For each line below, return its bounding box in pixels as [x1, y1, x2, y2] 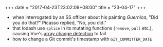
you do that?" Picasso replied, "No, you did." [12, 20, 107, 26]
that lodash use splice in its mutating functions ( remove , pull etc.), [12, 25, 153, 31]
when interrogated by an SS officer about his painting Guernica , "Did [12, 14, 158, 20]
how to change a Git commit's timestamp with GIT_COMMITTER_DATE [12, 36, 152, 42]
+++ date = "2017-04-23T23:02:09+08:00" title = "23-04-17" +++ [5, 5, 146, 10]
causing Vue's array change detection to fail [12, 31, 106, 36]
